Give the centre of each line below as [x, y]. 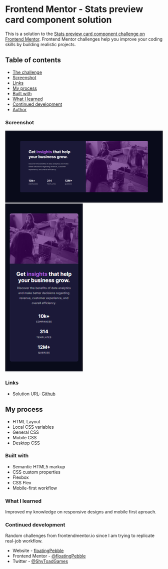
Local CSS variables [33, 427]
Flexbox [20, 477]
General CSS [25, 432]
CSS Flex [22, 482]
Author [19, 109]
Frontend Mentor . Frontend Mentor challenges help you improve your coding [84, 39]
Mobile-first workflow [35, 488]
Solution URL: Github [34, 394]
